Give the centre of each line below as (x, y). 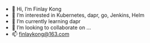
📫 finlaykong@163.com (40, 34)
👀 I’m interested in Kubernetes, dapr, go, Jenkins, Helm (78, 15)
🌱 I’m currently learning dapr (46, 21)
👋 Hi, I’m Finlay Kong (36, 9)
